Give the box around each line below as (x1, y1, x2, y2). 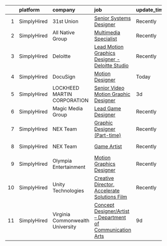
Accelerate (94, 187, 120, 194)
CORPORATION (52, 97, 88, 104)
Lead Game (94, 105, 121, 112)
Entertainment (52, 164, 85, 170)
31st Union (52, 18, 79, 24)
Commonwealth (52, 217, 89, 224)
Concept (94, 202, 115, 208)
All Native (52, 29, 75, 36)
